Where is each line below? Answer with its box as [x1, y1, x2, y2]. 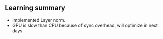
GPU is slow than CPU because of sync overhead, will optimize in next [12, 22, 158, 28]
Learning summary [5, 4, 66, 12]
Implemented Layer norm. [12, 17, 66, 23]
